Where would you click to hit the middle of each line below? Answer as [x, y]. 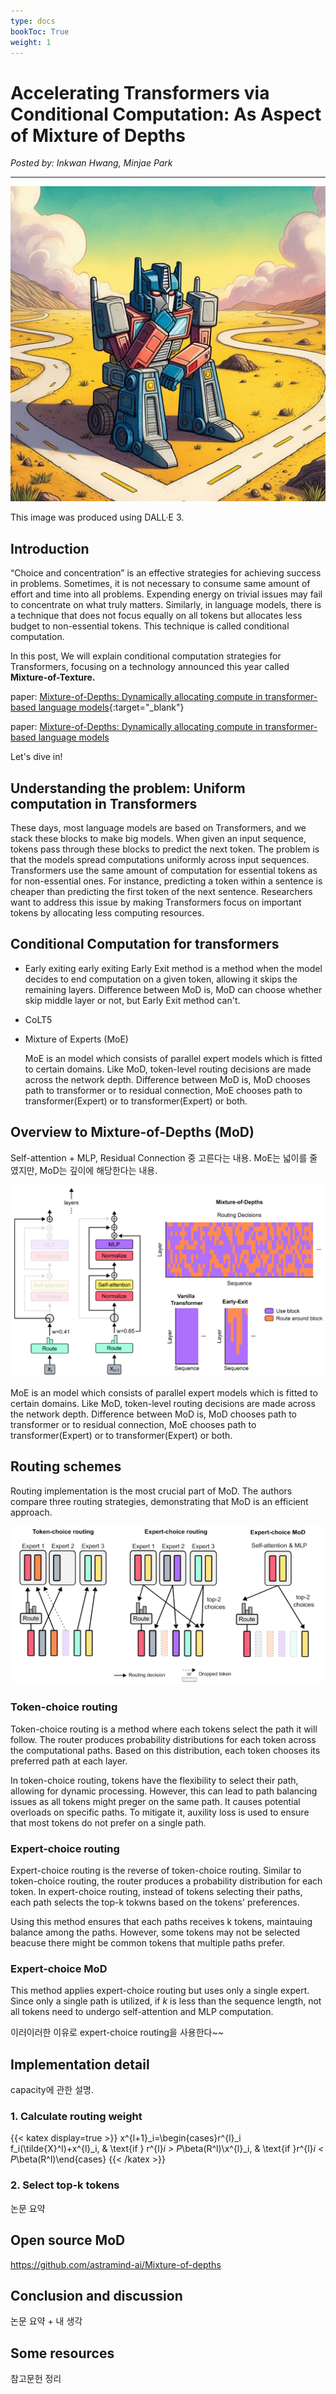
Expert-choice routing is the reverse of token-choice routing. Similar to [156, 1871]
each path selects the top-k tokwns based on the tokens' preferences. [155, 1902]
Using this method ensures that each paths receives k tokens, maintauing [161, 1922]
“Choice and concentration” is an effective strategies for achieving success [166, 573]
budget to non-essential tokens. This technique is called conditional [150, 626]
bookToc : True [40, 31]
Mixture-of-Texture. [53, 677]
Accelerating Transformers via [140, 92]
